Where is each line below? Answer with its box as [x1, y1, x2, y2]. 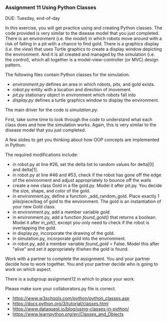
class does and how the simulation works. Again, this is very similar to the [5, 122, 157, 128]
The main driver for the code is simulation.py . [5, 107, 99, 113]
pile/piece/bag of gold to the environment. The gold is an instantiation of [12, 198, 162, 204]
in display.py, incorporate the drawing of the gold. [12, 230, 115, 236]
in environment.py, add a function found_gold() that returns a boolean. [12, 214, 157, 220]
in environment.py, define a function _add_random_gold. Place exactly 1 [12, 193, 160, 199]
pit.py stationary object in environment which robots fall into [12, 92, 136, 98]
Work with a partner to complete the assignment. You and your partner [5, 256, 151, 262]
